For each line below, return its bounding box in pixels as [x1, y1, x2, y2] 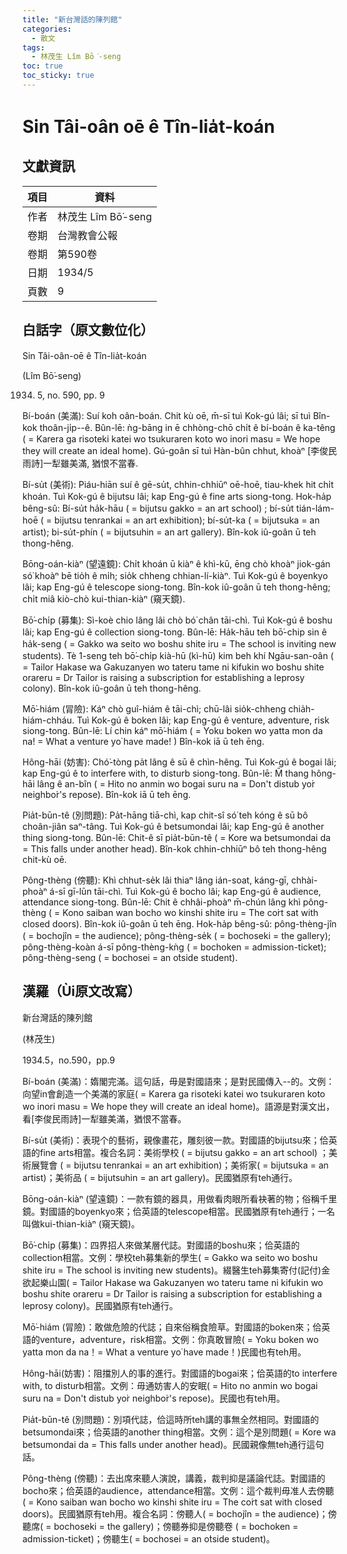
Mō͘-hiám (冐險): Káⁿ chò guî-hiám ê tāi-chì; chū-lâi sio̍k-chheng [22, 702, 287, 715]
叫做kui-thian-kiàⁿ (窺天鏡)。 [22, 1217, 140, 1230]
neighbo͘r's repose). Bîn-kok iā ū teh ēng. [22, 788, 192, 800]
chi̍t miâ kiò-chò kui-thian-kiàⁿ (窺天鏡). [22, 592, 186, 605]
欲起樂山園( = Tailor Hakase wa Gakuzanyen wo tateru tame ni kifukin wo [22, 1276, 324, 1288]
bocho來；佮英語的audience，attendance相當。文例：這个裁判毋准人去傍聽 [22, 1484, 335, 1496]
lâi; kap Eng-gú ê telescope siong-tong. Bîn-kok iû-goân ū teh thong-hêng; [22, 581, 331, 593]
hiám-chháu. [22, 714, 75, 726]
